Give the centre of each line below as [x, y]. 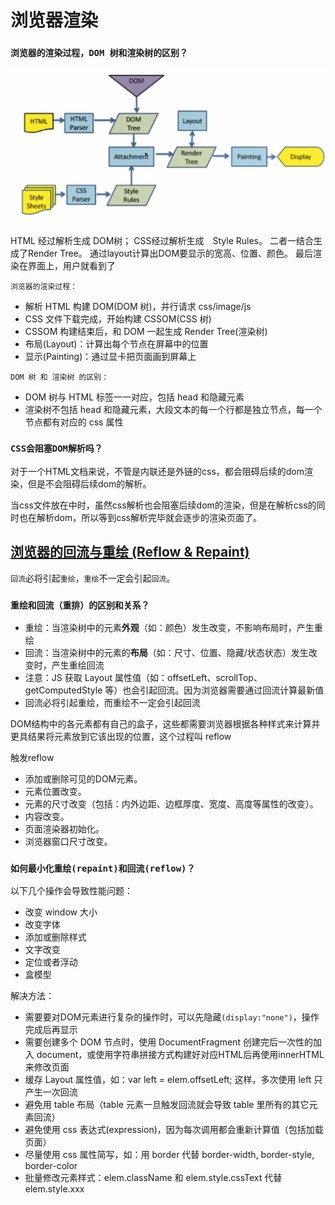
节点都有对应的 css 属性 [74, 422]
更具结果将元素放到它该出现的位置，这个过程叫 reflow [121, 736]
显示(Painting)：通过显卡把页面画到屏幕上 [110, 356]
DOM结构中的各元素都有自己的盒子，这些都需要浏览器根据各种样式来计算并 [165, 723]
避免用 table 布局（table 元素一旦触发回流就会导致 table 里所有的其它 [167, 1105]
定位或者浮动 [51, 962]
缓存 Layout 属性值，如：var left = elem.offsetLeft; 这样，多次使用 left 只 [173, 1080]
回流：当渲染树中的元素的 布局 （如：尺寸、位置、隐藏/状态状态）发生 [166, 652]
